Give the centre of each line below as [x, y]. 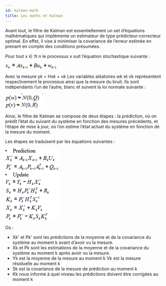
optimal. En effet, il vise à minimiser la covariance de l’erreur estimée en [78, 41]
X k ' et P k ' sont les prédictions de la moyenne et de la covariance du [82, 237]
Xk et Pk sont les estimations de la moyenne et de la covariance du [81, 247]
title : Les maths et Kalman [34, 16]
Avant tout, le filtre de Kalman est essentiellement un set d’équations [75, 30]
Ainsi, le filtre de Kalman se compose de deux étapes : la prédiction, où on [81, 116]
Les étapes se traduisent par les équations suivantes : [60, 141]
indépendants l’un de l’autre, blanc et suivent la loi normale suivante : [76, 87]
